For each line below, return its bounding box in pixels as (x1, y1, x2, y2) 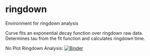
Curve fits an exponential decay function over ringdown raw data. (5, 30, 143, 36)
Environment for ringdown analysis (5, 20, 79, 26)
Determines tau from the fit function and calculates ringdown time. (5, 35, 145, 41)
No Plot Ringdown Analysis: (5, 45, 64, 51)
